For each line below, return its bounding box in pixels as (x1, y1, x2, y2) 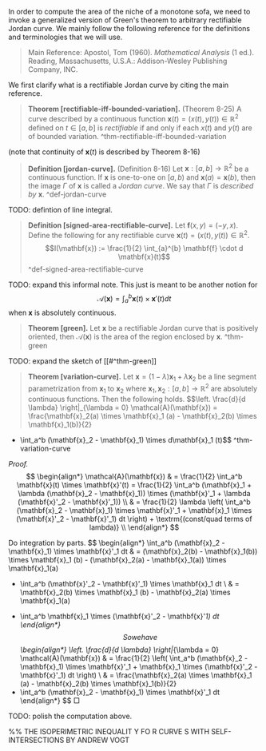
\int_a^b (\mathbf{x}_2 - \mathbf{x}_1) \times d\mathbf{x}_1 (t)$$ (19, 435, 232, 444)
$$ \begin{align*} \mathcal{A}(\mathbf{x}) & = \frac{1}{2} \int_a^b (26, 471, 243, 481)
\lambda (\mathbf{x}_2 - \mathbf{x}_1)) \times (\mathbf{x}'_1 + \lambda (18, 488, 251, 498)
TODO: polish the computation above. (8, 711, 133, 721)
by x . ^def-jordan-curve (27, 189, 107, 199)
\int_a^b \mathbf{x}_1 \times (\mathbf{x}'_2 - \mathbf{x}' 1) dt (19, 611, 220, 621)
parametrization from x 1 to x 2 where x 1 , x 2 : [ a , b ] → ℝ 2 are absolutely (27, 383, 258, 395)
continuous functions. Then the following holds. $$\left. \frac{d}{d (27, 394, 246, 403)
